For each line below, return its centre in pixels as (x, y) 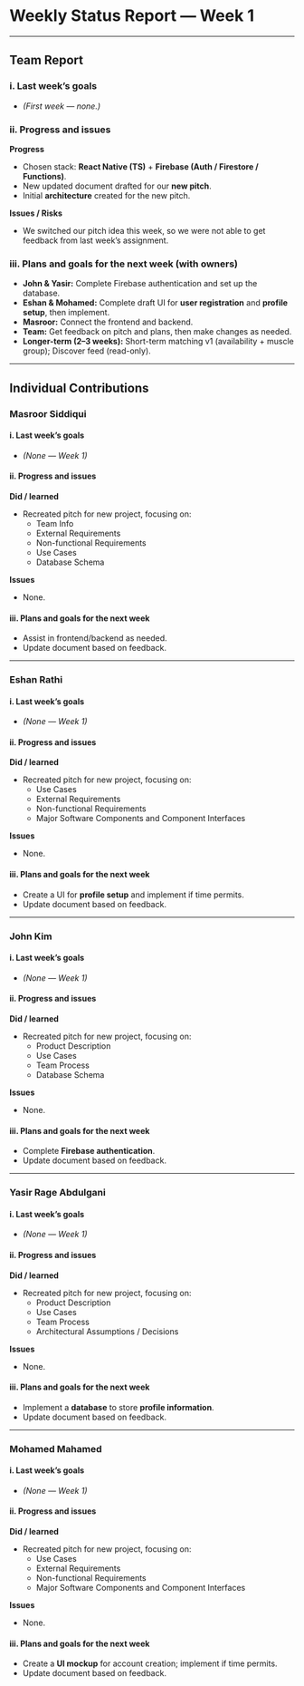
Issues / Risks (36, 213)
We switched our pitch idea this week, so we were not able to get (144, 230)
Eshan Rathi (36, 680)
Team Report (47, 60)
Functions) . (44, 176)
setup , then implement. (66, 313)
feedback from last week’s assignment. (95, 240)
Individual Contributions (79, 388)
